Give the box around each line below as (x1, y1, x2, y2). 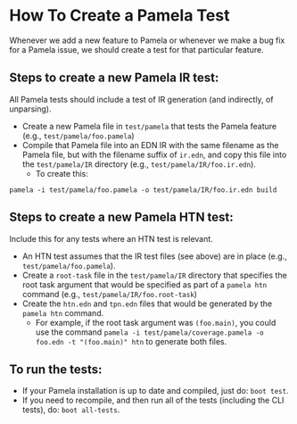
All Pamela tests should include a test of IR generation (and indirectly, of (9, 94, 274, 104)
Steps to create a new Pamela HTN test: (9, 210, 234, 225)
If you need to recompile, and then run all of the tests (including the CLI (21, 395, 285, 406)
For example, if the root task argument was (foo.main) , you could (35, 317, 276, 328)
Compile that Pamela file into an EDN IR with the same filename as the (21, 139, 279, 150)
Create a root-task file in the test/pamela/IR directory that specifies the (21, 270, 287, 280)
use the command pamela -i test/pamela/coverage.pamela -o (35, 327, 265, 337)
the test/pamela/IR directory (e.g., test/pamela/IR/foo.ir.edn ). (21, 158, 257, 170)
